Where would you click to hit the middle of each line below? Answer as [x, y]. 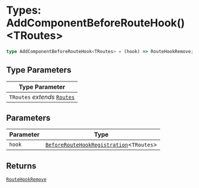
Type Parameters [39, 70]
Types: [24, 10]
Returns [22, 166]
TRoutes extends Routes [42, 97]
